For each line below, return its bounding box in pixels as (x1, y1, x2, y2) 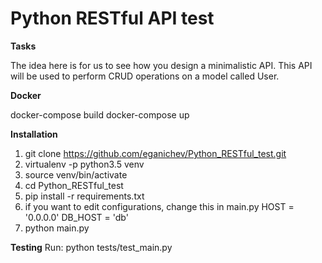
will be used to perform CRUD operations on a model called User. (10, 70, 280, 82)
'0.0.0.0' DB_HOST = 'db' (24, 211, 129, 223)
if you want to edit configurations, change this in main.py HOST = (24, 200, 295, 212)
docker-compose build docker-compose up (10, 108, 190, 121)
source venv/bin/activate (24, 168, 128, 181)
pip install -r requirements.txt (24, 190, 145, 202)
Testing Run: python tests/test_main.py (10, 241, 173, 253)
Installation (10, 128, 58, 140)
